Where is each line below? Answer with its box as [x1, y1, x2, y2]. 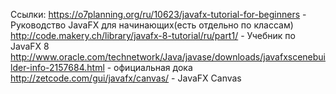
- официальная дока [106, 62, 193, 73]
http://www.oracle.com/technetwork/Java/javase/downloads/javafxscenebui [10, 51, 327, 63]
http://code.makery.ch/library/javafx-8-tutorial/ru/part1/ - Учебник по [10, 30, 296, 41]
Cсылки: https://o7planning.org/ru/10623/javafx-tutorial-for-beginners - [10, 9, 307, 20]
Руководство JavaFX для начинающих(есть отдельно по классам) [10, 19, 294, 31]
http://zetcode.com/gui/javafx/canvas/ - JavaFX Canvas [10, 72, 242, 84]
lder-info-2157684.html [10, 62, 105, 73]
